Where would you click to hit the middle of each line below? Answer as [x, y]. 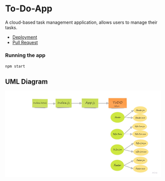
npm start [15, 67]
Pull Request [25, 42]
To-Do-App [29, 9]
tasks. [11, 27]
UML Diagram [26, 81]
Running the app [25, 55]
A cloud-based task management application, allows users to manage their [81, 22]
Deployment [25, 37]
